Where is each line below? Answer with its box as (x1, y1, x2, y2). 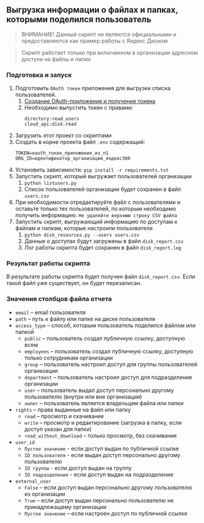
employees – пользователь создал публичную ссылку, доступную (24, 347, 194, 355)
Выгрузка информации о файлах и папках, (6, 5, 178, 15)
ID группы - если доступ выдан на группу (24, 464, 132, 472)
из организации (24, 490, 65, 497)
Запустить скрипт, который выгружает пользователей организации (15, 173, 192, 180)
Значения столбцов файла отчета (6, 295, 112, 303)
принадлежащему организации (24, 503, 107, 510)
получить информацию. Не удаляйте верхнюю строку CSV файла (15, 212, 177, 219)
